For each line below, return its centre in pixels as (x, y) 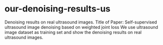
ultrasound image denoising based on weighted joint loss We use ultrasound (81, 27)
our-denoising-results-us (58, 9)
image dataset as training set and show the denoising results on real (73, 32)
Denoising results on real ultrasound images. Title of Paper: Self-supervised (81, 22)
